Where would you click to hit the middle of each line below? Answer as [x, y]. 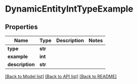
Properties [21, 27]
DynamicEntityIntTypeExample [69, 9]
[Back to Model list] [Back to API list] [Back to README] [61, 76]
